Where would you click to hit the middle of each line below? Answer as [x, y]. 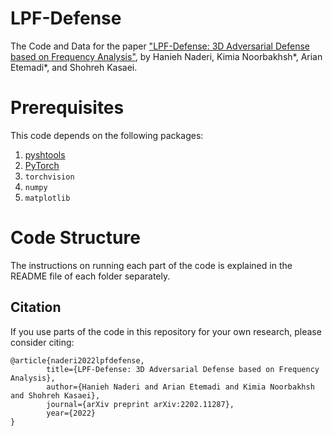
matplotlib [47, 198]
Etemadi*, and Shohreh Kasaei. [74, 67]
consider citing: [42, 342]
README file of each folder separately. [90, 276]
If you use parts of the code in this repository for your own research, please [166, 331]
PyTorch [42, 165]
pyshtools [45, 154]
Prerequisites [67, 108]
